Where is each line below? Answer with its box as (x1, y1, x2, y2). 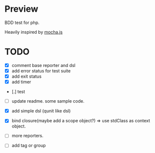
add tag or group (11, 143, 46, 149)
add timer (11, 79, 31, 85)
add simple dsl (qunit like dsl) (11, 108, 71, 114)
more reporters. (11, 133, 44, 139)
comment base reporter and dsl (11, 62, 76, 68)
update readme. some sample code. (11, 98, 85, 104)
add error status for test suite (11, 67, 71, 74)
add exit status (11, 73, 42, 79)
